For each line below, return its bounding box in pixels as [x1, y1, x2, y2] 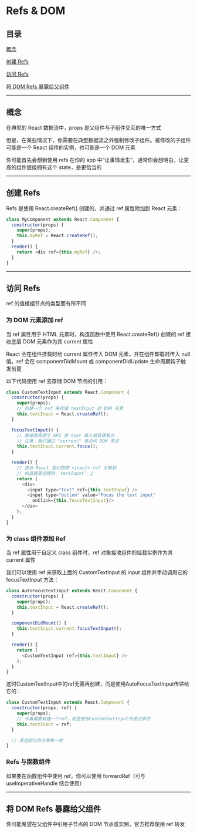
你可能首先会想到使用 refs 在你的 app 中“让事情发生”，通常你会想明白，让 [6, 156, 184, 163]
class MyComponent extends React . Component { [6, 216, 119, 222]
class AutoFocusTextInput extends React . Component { [6, 588, 138, 594]
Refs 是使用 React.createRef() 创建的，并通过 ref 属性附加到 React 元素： [6, 204, 183, 212]
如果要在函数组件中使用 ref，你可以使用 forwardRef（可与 [6, 772, 145, 779]
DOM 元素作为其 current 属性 [22, 338, 94, 345]
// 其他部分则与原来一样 [11, 737, 63, 743]
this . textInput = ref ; [16, 721, 72, 727]
